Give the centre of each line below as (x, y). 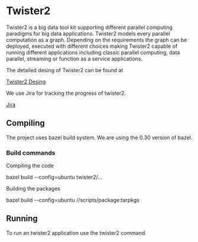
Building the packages (33, 189)
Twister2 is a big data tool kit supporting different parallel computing (90, 27)
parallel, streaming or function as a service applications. (74, 59)
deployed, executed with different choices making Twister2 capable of (92, 46)
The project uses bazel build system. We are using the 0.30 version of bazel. (100, 137)
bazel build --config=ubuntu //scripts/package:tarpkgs (73, 200)
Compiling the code (30, 166)
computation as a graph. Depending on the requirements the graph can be (97, 40)
